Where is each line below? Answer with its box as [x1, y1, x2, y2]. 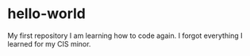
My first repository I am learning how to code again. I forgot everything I [7, 31, 243, 40]
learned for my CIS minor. [7, 39, 91, 48]
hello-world [7, 5, 87, 23]
